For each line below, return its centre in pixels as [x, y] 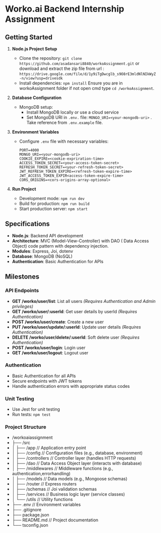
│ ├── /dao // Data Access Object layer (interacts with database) [77, 463]
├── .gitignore [27, 510]
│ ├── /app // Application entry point [49, 448]
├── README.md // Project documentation [55, 520]
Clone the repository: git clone [51, 58]
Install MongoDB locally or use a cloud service [73, 112]
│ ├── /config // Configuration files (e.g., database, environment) [77, 453]
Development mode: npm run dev [52, 198]
